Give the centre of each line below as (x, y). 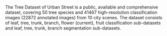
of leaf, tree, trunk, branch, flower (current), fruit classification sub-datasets (83, 23)
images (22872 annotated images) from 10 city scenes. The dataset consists (84, 18)
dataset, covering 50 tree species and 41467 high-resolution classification (81, 12)
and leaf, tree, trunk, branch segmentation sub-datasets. (63, 28)
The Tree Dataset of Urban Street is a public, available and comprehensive (82, 7)
